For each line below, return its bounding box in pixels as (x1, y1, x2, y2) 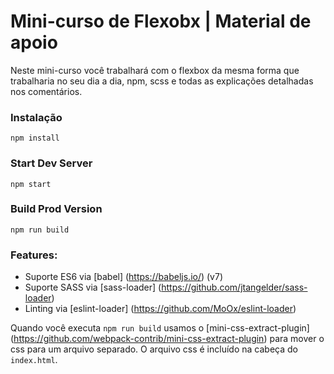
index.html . (10, 354, 58, 366)
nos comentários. (10, 85, 83, 97)
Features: (10, 248, 58, 262)
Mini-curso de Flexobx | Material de (10, 10, 312, 33)
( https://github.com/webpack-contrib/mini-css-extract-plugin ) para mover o (10, 333, 325, 345)
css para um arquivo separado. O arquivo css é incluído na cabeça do (10, 343, 298, 355)
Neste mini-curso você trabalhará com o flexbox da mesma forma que (10, 64, 300, 76)
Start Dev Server (10, 156, 93, 170)
